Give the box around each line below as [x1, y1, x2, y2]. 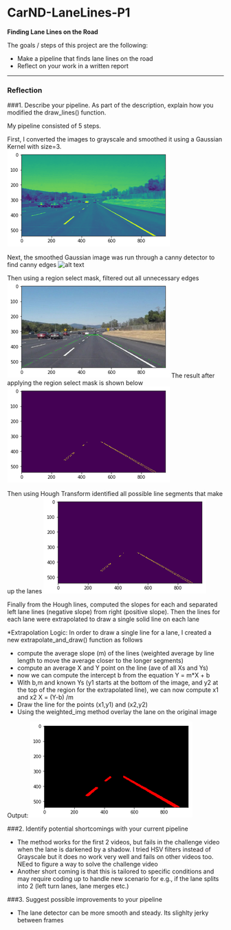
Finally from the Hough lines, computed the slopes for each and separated [7, 600, 218, 609]
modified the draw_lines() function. [7, 108, 107, 117]
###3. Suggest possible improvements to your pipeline [7, 896, 163, 904]
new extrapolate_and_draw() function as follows [7, 636, 143, 644]
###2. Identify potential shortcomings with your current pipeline [7, 824, 188, 833]
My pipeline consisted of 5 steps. [7, 122, 102, 130]
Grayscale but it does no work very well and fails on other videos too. [16, 853, 214, 861]
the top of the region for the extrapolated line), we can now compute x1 [16, 686, 219, 694]
